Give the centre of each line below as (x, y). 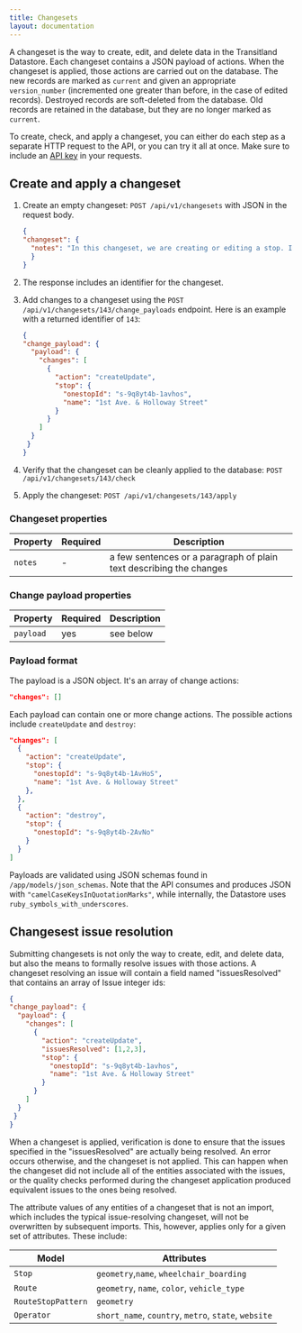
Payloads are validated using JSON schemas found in (109, 874)
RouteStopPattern (51, 1301)
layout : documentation (52, 26)
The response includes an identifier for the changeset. (123, 282)
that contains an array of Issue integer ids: (88, 982)
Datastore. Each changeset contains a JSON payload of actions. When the (147, 61)
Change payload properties (71, 596)
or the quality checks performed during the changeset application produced (150, 1180)
